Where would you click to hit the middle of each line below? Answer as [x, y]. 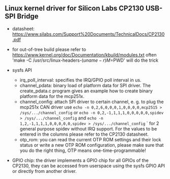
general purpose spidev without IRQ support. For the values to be [88, 129]
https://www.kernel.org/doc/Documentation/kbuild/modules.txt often [84, 55]
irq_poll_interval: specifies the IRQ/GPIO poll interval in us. [80, 80]
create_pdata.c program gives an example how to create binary [86, 91]
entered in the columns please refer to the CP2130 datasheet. [84, 134]
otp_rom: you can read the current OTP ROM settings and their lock [90, 139]
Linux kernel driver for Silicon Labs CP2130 [75, 8]
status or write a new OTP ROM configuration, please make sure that [92, 145]
